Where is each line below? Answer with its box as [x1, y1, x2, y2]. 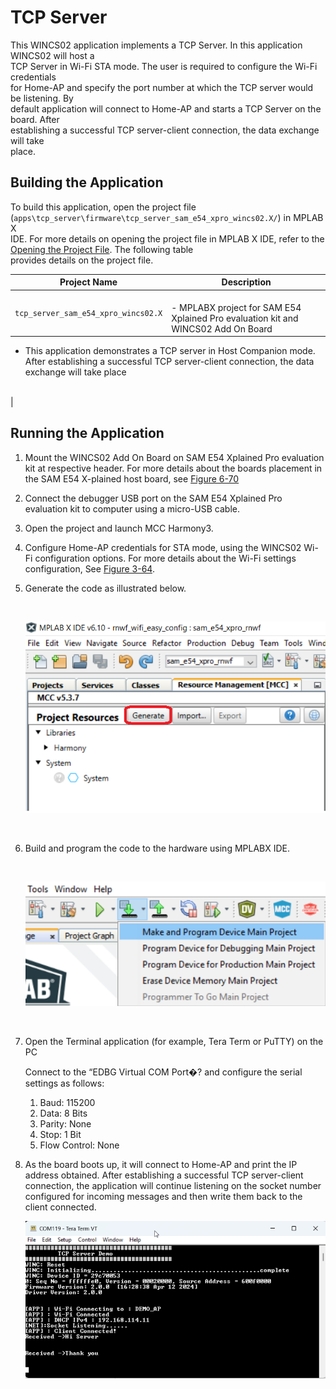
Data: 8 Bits [39, 1107, 88, 1120]
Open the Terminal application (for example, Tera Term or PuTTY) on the [24, 1036, 324, 1048]
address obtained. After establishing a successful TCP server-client [24, 1169, 304, 1181]
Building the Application [10, 174, 164, 191]
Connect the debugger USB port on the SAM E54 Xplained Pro [24, 492, 283, 504]
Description [221, 276, 272, 288]
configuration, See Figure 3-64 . [24, 562, 155, 575]
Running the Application [10, 425, 165, 442]
